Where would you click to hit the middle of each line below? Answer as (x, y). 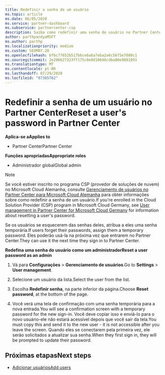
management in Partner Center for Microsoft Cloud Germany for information (82, 210)
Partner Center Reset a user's (66, 112)
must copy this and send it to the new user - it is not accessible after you (86, 325)
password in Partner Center (63, 123)
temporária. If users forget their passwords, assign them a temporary (74, 230)
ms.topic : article (24, 14)
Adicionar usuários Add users (41, 367)
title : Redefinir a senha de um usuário (47, 10)
